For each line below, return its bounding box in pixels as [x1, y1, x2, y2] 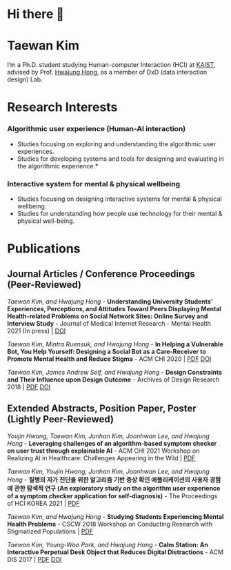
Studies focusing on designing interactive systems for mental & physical [17, 195, 222, 203]
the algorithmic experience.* [17, 161, 99, 170]
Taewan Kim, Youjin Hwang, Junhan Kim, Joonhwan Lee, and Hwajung [7, 467, 210, 475]
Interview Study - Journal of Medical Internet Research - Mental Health [7, 319, 212, 327]
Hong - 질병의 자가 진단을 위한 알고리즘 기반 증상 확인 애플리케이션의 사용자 [7, 475, 209, 484]
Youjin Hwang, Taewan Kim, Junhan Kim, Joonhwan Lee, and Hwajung [7, 431, 210, 440]
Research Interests [7, 99, 118, 115]
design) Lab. [7, 75, 43, 83]
